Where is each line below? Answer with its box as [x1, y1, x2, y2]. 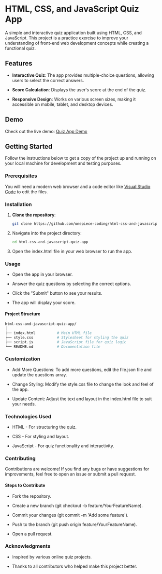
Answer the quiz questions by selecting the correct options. [12, 281, 132, 287]
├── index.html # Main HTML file [5, 330, 92, 336]
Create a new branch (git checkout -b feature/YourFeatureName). [12, 503, 143, 508]
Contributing [5, 455, 36, 462]
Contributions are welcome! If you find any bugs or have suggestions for [5, 466, 149, 472]
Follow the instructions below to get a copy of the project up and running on [5, 155, 156, 161]
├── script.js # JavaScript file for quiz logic [5, 339, 127, 344]
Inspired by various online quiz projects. [12, 554, 92, 559]
